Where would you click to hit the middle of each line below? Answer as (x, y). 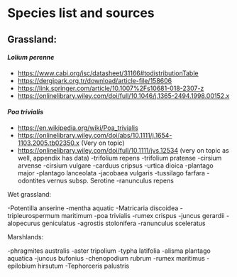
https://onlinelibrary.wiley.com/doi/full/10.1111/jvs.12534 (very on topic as (123, 150)
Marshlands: (26, 237)
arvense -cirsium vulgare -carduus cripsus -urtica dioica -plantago (116, 165)
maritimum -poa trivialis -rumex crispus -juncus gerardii (143, 215)
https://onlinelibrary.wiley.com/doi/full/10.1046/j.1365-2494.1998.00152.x (123, 96)
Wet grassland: (29, 194)
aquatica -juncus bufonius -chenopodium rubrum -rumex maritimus (106, 258)
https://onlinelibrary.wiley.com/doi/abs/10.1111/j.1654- (95, 135)
